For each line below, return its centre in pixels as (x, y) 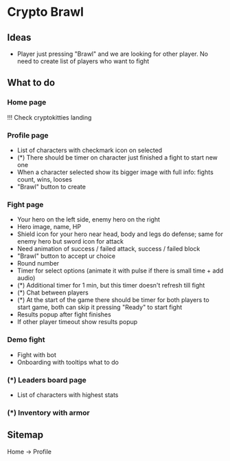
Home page (27, 103)
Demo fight (26, 340)
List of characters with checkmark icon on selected (90, 150)
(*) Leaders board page (47, 380)
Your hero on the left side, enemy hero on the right (88, 219)
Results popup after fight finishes (64, 314)
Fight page (25, 204)
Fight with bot (37, 354)
